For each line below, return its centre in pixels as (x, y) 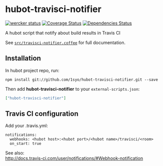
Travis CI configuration (42, 114)
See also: (15, 153)
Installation (23, 58)
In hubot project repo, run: (32, 70)
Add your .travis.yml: (27, 126)
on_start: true (26, 144)
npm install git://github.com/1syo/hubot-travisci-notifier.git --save (81, 79)
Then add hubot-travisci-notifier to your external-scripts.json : (72, 89)
